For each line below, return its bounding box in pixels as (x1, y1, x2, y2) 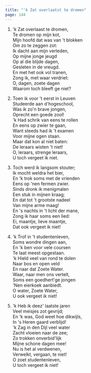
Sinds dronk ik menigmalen (12, 186, 69, 192)
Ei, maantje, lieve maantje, (12, 218, 67, 224)
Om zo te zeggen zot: (12, 42, 57, 48)
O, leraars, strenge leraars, (12, 149, 68, 155)
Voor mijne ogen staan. (12, 133, 61, 139)
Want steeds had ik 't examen (12, 127, 74, 133)
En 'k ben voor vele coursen (12, 244, 71, 250)
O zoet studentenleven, (12, 356, 61, 363)
